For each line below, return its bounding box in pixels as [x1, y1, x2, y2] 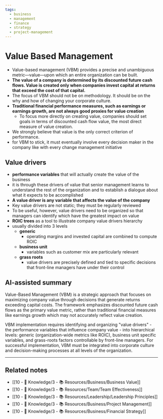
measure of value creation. [19, 124, 73, 129]
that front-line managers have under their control [26, 264, 125, 270]
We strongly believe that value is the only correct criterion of [12, 128, 133, 134]
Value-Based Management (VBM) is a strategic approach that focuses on [5, 291, 151, 297]
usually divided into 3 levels [12, 223, 68, 229]
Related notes [5, 366, 48, 374]
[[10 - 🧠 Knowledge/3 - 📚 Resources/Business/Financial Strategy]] [12, 408, 147, 414]
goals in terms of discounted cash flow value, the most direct [19, 118, 142, 124]
